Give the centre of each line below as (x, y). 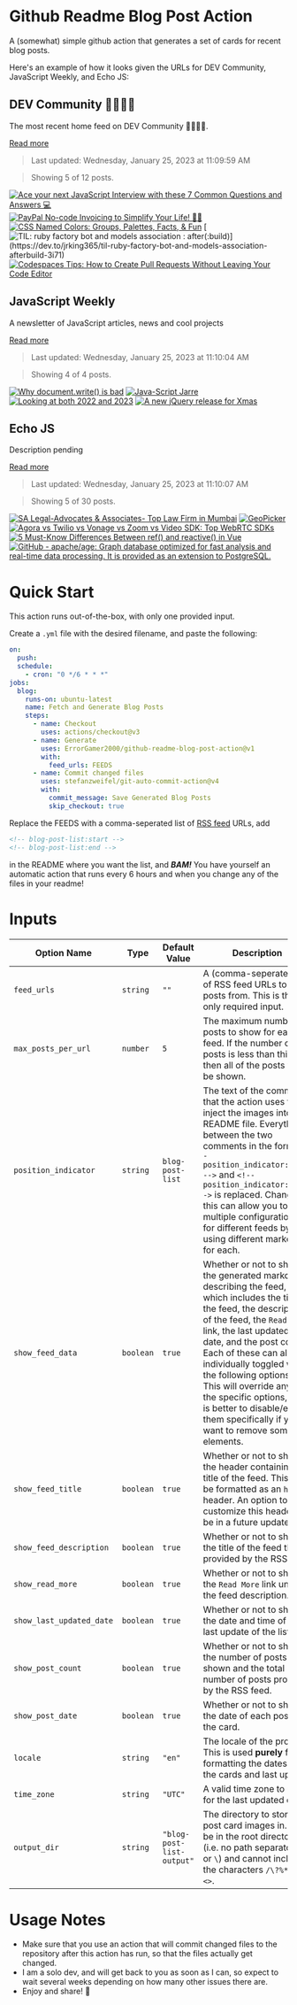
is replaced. (239, 1194)
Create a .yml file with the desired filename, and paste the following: (133, 634)
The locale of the (238, 1741)
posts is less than (239, 1053)
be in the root (231, 1836)
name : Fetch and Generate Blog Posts (95, 707)
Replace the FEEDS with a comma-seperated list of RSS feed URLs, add (140, 823)
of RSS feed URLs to (245, 984)
